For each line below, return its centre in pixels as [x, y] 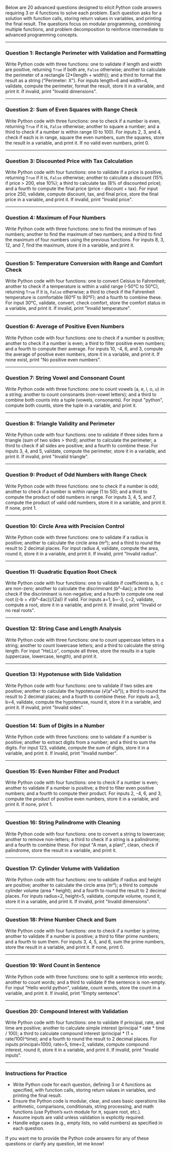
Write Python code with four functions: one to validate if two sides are [79, 685]
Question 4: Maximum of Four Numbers [56, 217]
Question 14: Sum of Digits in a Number [55, 725]
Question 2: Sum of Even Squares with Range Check [71, 110]
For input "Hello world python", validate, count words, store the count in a [83, 987]
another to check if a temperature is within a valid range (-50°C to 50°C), [82, 286]
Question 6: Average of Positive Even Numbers [65, 326]
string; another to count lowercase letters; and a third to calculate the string [85, 645]
